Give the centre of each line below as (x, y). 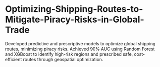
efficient (14, 59)
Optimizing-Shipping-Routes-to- (74, 9)
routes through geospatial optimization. (63, 59)
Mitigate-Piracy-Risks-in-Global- (75, 19)
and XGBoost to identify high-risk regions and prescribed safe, (69, 54)
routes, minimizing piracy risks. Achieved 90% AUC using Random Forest (80, 49)
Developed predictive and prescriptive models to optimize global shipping (80, 43)
